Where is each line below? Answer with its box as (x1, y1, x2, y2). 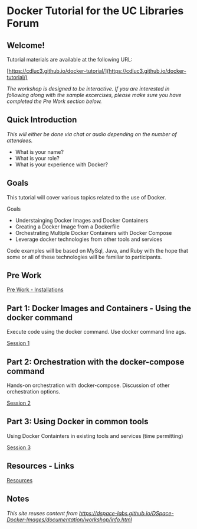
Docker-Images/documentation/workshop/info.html (6, 516, 132, 523)
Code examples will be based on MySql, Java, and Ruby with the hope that (6, 247, 188, 254)
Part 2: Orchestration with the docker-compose (6, 357, 185, 367)
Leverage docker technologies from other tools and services (15, 236, 163, 243)
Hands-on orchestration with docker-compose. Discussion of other (6, 382, 170, 389)
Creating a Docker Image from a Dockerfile (15, 223, 120, 230)
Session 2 (6, 399, 31, 407)
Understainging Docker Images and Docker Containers (15, 217, 149, 224)
